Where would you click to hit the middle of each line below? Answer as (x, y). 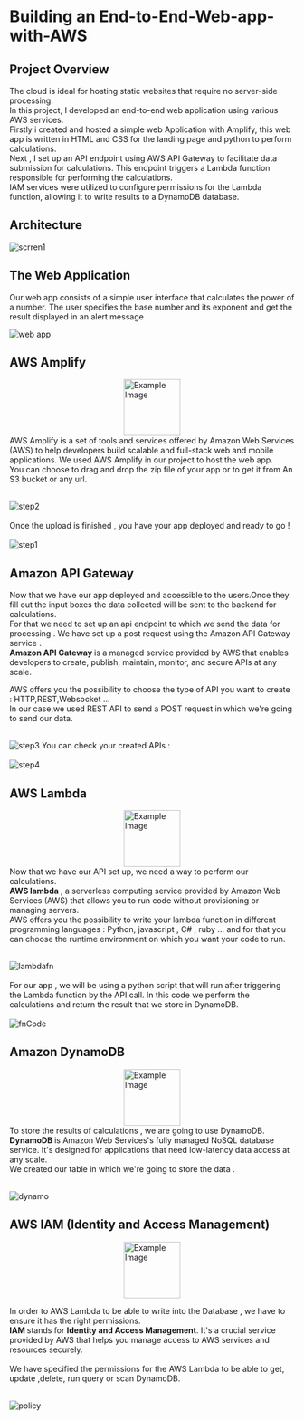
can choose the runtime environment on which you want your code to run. (147, 939)
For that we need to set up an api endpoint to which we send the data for (145, 624)
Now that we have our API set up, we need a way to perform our (129, 872)
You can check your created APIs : (106, 746)
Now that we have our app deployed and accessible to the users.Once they (149, 596)
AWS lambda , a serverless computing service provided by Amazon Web (145, 891)
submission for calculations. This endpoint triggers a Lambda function (140, 168)
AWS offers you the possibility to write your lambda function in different (142, 920)
